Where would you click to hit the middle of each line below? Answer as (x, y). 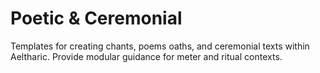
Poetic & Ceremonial (96, 18)
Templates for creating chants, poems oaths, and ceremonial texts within (160, 46)
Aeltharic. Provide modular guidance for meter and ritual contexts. (146, 56)
